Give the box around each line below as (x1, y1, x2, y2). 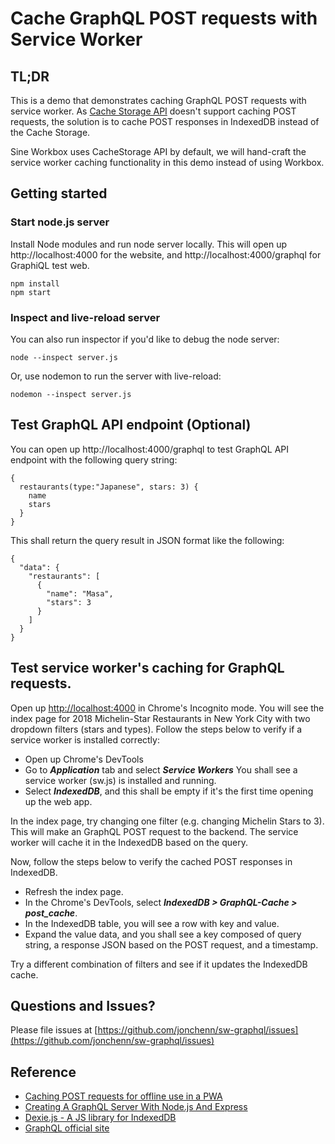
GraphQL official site (24, 1122, 110, 1134)
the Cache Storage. (10, 127, 91, 138)
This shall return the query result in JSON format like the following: (10, 534, 285, 546)
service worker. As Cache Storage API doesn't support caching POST (10, 105, 297, 117)
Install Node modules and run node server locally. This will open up (10, 238, 288, 250)
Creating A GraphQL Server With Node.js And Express (24, 1101, 248, 1113)
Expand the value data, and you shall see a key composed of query (24, 928, 302, 940)
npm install (10, 278, 60, 289)
